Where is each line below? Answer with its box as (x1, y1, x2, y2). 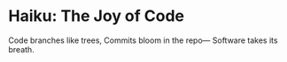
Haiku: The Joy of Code (8, 6, 185, 26)
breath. (8, 44, 35, 54)
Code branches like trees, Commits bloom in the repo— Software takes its (8, 35, 278, 45)
